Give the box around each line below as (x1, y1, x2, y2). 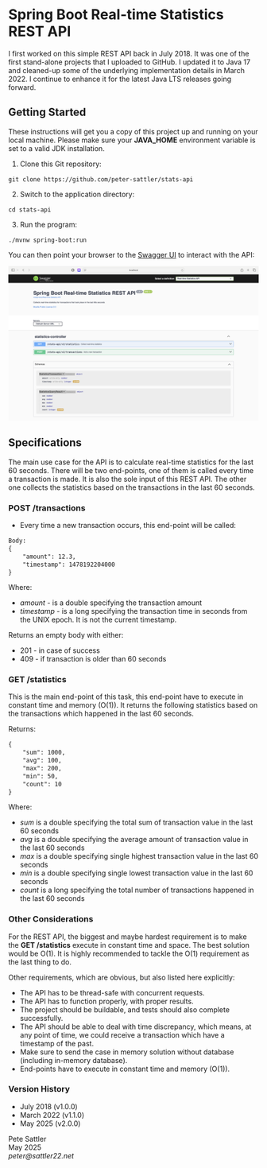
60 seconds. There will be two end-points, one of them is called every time (8, 465, 254, 475)
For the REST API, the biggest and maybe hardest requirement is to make (8, 932, 248, 941)
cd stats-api (8, 205, 52, 214)
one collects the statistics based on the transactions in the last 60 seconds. (8, 483, 256, 492)
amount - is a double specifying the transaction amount (19, 598, 203, 607)
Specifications (8, 436, 82, 450)
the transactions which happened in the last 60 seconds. (8, 709, 195, 719)
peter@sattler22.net (8, 1151, 74, 1160)
